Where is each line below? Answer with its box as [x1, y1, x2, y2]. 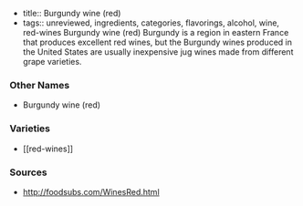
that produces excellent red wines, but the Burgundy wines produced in [22, 36, 292, 47]
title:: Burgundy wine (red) [22, 8, 121, 18]
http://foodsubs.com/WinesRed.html [22, 186, 160, 197]
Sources [9, 166, 47, 179]
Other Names [9, 78, 70, 91]
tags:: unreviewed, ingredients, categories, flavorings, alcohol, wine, [22, 17, 280, 28]
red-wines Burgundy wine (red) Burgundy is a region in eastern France [22, 27, 289, 37]
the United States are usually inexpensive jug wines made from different [22, 46, 294, 57]
